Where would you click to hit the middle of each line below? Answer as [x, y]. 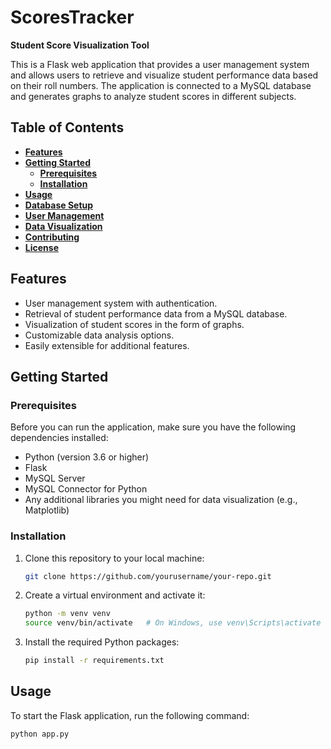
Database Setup [59, 205]
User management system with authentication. [121, 303]
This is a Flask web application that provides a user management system [160, 64]
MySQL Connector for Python [86, 489]
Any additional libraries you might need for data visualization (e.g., [161, 500]
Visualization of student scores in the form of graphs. [134, 324]
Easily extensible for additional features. [107, 345]
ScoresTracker [72, 17]
